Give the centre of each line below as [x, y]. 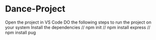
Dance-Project [35, 9]
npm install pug [20, 32]
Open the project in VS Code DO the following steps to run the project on [78, 22]
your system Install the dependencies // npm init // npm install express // [78, 27]
